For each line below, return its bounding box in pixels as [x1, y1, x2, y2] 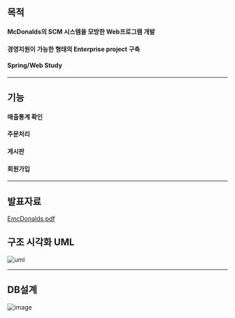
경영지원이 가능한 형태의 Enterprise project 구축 [7, 45, 141, 53]
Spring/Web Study [7, 62, 63, 70]
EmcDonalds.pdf [7, 214, 56, 222]
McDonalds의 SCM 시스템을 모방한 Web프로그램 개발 [7, 27, 155, 36]
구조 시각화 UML [7, 236, 75, 248]
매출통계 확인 [7, 113, 43, 121]
